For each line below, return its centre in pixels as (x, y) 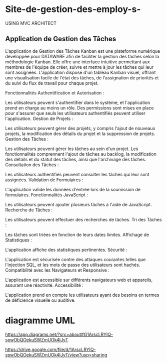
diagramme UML (40, 320)
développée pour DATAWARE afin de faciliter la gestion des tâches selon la (82, 56)
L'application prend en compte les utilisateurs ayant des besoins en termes (82, 295)
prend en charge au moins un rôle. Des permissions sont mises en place (79, 108)
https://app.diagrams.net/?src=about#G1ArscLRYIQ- (59, 334)
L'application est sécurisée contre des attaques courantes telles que (75, 259)
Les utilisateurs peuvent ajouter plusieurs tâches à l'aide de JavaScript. (79, 204)
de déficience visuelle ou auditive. (40, 300)
